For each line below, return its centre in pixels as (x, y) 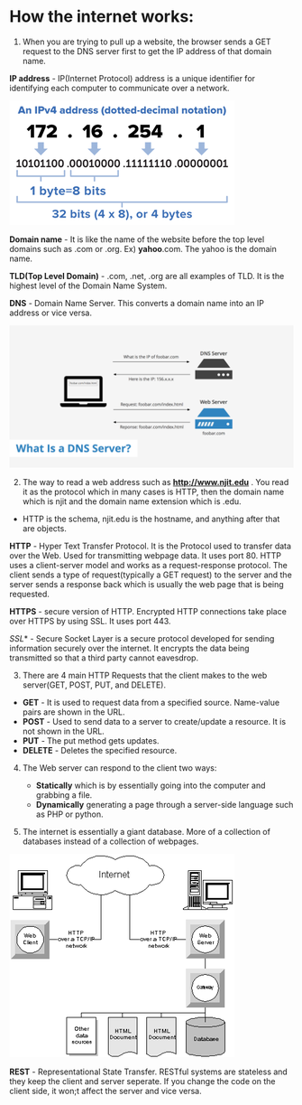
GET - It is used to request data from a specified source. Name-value (151, 702)
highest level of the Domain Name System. (88, 286)
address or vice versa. (51, 313)
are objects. (45, 528)
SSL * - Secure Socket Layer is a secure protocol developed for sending (142, 638)
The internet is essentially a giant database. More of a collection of (146, 831)
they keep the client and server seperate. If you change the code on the (142, 1081)
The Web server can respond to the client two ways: (119, 768)
